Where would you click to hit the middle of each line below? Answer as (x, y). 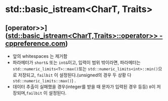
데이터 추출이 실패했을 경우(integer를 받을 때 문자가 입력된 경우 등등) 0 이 (84, 87)
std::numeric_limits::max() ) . (44, 81)
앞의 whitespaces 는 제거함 (40, 56)
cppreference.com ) (37, 43)
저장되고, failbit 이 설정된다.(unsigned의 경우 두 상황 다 (75, 75)
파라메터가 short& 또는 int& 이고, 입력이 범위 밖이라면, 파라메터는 (76, 62)
